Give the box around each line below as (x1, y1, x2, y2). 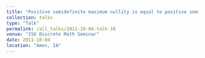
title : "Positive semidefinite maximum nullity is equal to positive (6, 8, 187, 15)
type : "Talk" (6, 20, 40, 26)
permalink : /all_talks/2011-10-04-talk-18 (6, 25, 116, 32)
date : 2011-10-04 (6, 37, 51, 43)
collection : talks (6, 14, 53, 21)
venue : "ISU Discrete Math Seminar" (6, 31, 99, 37)
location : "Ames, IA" (6, 43, 62, 49)
